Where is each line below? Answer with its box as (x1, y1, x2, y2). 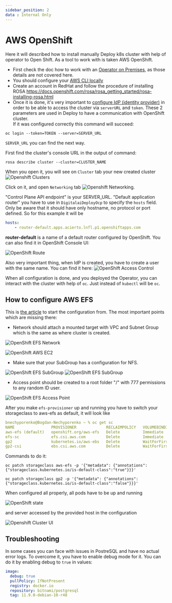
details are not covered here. (12, 72, 74, 78)
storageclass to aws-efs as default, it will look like (5, 410, 111, 416)
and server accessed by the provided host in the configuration (5, 510, 137, 516)
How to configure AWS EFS (5, 295, 94, 304)
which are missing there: (5, 315, 57, 320)
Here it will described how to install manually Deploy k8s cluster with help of (5, 51, 166, 57)
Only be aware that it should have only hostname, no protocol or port (5, 205, 151, 211)
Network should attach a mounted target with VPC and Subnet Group (12, 324, 159, 330)
